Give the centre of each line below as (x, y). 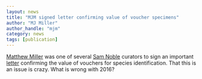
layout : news (23, 12)
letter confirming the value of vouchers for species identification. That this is (101, 63)
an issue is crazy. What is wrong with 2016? (60, 69)
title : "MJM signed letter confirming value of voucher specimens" (93, 17)
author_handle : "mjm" (33, 28)
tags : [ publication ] (32, 39)
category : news (25, 34)
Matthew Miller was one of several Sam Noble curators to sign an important (100, 57)
